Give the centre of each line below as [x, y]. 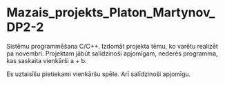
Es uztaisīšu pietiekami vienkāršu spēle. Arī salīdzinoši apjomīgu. [99, 74]
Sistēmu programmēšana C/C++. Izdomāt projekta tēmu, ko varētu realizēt [112, 46]
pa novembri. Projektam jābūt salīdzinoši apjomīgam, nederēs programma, [112, 53]
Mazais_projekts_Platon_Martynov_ [111, 13]
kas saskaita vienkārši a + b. [47, 60]
